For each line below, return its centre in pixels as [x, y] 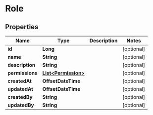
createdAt [20, 81]
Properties [22, 27]
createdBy [20, 97]
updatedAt [21, 89]
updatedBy [21, 105]
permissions [23, 73]
